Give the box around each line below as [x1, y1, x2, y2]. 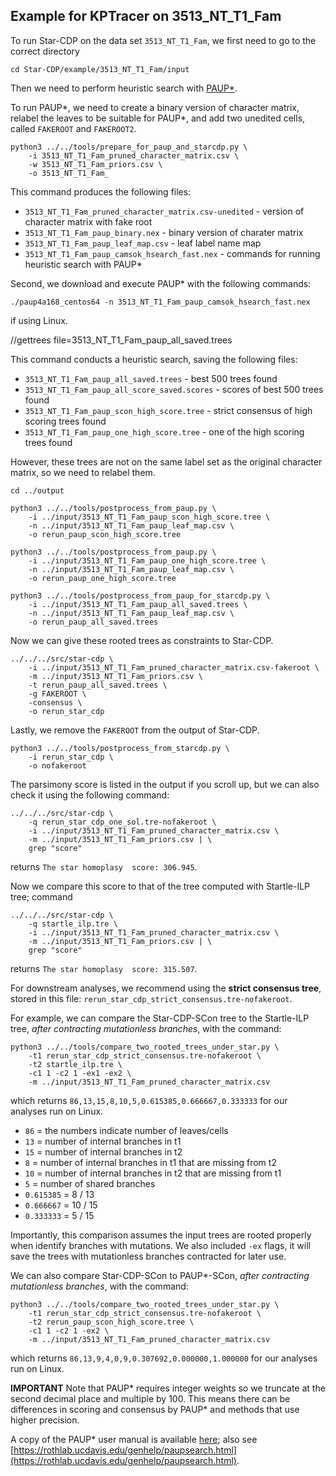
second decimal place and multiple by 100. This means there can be [10, 1392, 291, 1404]
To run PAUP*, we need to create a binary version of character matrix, [10, 101, 300, 113]
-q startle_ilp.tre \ [28, 919, 118, 929]
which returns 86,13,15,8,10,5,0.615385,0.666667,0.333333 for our [10, 1094, 288, 1106]
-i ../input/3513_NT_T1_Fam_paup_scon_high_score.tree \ [28, 512, 271, 522]
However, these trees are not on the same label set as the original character [10, 455, 323, 468]
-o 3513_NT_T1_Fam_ [28, 168, 110, 178]
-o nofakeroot [28, 760, 87, 771]
